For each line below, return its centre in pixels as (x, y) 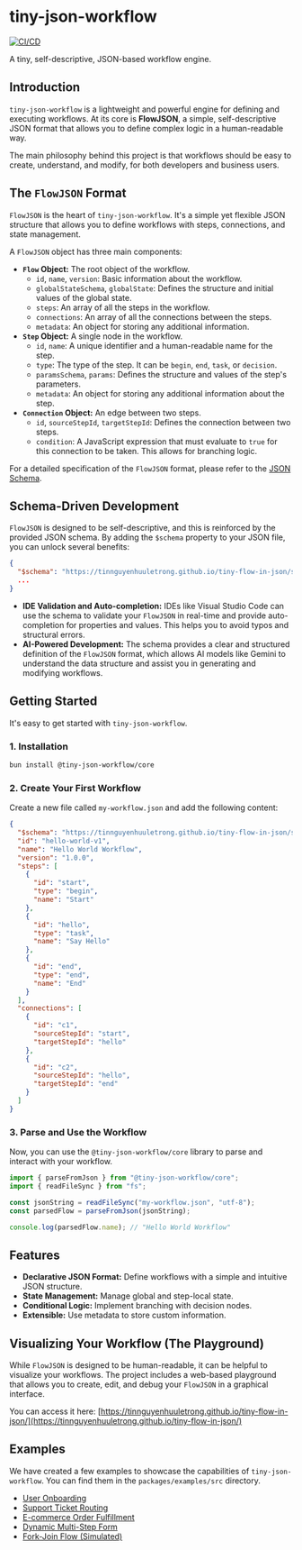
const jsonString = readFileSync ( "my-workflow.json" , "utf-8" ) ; (132, 1202)
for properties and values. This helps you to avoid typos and (178, 625)
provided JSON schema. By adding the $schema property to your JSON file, (147, 537)
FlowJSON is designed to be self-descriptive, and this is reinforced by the (142, 528)
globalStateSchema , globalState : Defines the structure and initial (155, 288)
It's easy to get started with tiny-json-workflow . (98, 723)
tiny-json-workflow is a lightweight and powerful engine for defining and (145, 109)
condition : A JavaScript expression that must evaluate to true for (156, 441)
